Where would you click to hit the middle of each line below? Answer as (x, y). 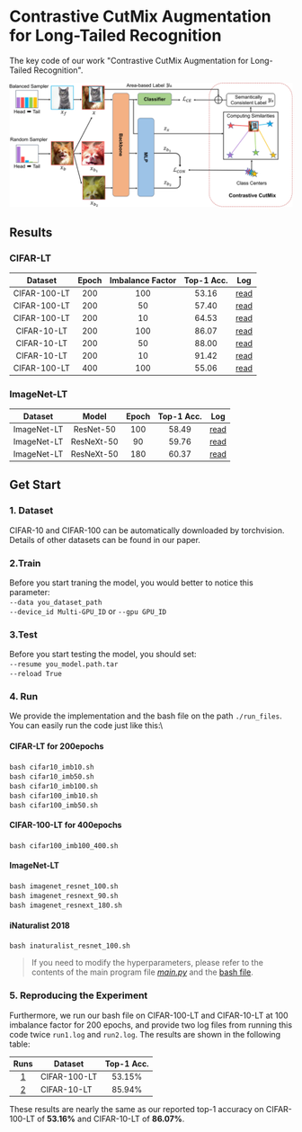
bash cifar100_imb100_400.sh (64, 846)
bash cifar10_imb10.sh (52, 767)
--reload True (36, 674)
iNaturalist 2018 (40, 925)
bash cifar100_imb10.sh (54, 796)
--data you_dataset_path (56, 602)
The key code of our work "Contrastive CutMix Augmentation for (129, 60)
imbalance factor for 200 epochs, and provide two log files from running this (151, 1025)
